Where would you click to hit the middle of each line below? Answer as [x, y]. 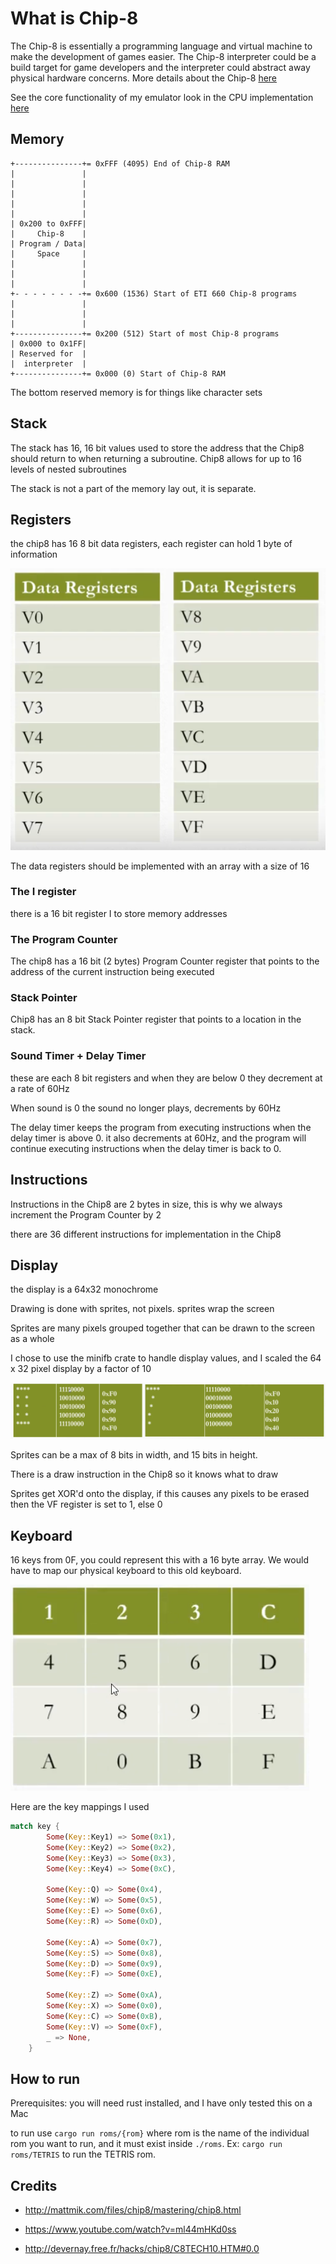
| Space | [48, 253]
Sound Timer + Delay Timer [78, 1056]
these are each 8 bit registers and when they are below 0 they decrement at [166, 1078]
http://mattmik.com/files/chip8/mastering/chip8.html [133, 2210]
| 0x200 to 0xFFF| [48, 223]
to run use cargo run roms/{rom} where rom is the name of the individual [160, 2133]
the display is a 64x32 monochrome [84, 1289]
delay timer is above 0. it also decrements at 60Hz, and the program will [158, 1138]
